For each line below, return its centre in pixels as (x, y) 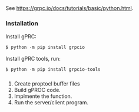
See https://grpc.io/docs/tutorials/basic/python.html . (69, 8)
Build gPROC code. (37, 90)
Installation (22, 24)
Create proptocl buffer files (47, 84)
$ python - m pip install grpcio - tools (53, 69)
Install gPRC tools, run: (33, 58)
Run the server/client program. (51, 103)
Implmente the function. (43, 96)
